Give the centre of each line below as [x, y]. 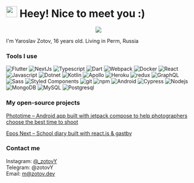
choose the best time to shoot [42, 122]
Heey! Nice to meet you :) [82, 14]
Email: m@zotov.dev [31, 174]
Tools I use [22, 56]
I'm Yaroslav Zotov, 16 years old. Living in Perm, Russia [72, 40]
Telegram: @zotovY [30, 167]
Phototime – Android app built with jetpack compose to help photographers [97, 116]
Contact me [23, 148]
